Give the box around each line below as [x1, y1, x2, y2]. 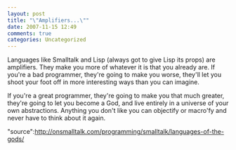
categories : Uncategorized [7, 36, 86, 43]
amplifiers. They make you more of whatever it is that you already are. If [7, 63, 216, 71]
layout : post [7, 10, 46, 18]
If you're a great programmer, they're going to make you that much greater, [7, 92, 225, 100]
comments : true [7, 29, 52, 37]
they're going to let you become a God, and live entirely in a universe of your [7, 99, 229, 107]
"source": [7, 128, 35, 136]
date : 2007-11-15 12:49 [7, 23, 77, 30]
